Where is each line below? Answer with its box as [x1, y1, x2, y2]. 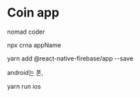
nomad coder [7, 28, 45, 36]
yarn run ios [7, 82, 41, 90]
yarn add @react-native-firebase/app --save [7, 54, 134, 63]
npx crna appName [7, 41, 62, 49]
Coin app [7, 5, 60, 21]
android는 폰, [7, 68, 43, 76]
